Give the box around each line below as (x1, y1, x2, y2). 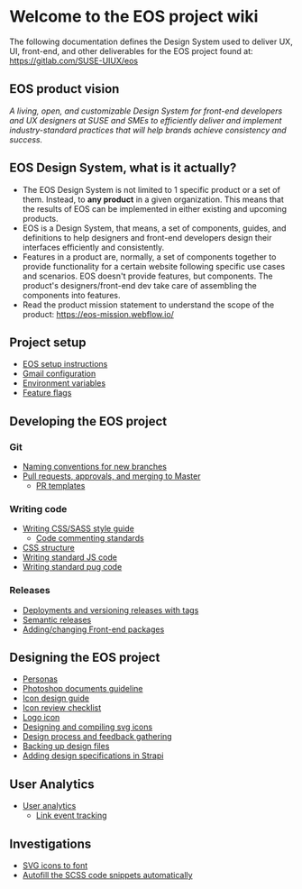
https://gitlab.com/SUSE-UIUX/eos (9, 55, 139, 66)
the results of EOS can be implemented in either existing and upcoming (22, 203, 287, 214)
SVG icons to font (22, 860, 88, 871)
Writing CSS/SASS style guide (22, 523, 135, 534)
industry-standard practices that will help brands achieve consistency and (9, 124, 287, 135)
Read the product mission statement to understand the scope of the (22, 299, 275, 310)
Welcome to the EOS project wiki (9, 6, 259, 27)
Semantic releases (22, 614, 92, 625)
